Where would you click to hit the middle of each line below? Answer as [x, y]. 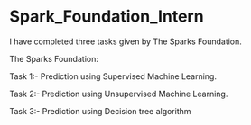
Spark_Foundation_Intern [107, 17]
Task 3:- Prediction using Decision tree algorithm [100, 111]
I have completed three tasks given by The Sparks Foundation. [125, 41]
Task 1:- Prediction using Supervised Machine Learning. [113, 76]
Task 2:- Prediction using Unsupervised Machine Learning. [119, 94]
